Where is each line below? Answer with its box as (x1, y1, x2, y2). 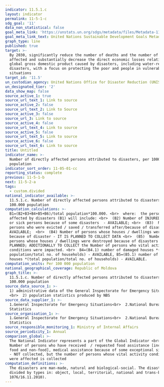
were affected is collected (9, 357, 67, 362)
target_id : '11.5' (5, 75, 42, 80)
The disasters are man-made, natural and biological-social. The (9, 366, 145, 370)
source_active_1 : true (5, 93, 51, 98)
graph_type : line (5, 39, 41, 44)
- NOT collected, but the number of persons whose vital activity (9, 352, 147, 357)
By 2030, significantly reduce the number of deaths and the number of (9, 52, 159, 58)
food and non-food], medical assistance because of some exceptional (9, 347, 154, 352)
